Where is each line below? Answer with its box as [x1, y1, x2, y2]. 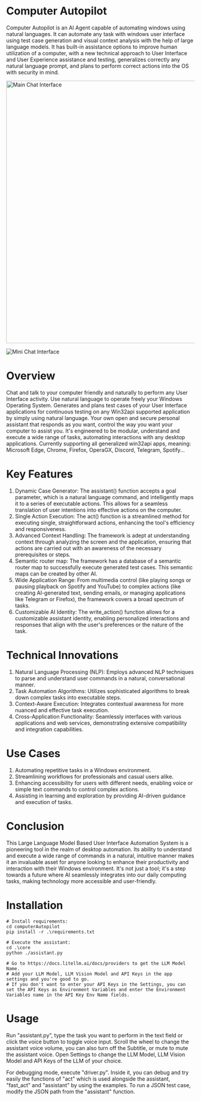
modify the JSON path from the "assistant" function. [6, 1088, 136, 1095]
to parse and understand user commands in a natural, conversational [14, 674, 185, 682]
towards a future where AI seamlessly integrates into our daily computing [6, 871, 187, 878]
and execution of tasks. [14, 798, 73, 805]
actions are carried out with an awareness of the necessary [14, 544, 162, 551]
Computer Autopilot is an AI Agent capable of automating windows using [6, 24, 185, 31]
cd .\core [6, 944, 31, 950]
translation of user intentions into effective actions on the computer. [14, 506, 182, 514]
